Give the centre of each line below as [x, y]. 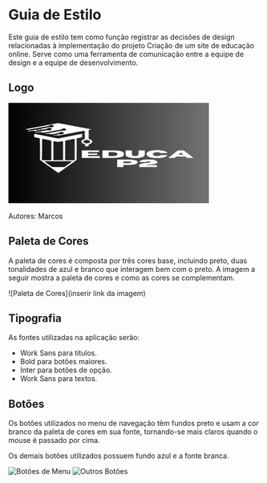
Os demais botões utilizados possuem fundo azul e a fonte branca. [119, 456]
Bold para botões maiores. [63, 362]
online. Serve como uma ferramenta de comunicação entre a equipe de [126, 54]
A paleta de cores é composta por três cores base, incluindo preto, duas [128, 260]
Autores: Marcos [36, 216]
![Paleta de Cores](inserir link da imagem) [77, 293]
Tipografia [35, 318]
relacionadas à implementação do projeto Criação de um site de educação [131, 45]
